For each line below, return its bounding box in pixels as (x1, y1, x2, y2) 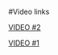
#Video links (8, 7, 50, 16)
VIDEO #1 (8, 38, 40, 48)
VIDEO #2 (8, 23, 41, 32)
